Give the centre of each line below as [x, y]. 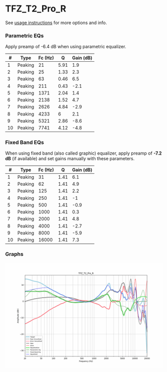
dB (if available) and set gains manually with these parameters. [70, 159]
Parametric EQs [24, 36]
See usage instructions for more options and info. [56, 23]
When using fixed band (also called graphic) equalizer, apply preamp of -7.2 [83, 153]
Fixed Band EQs [24, 142]
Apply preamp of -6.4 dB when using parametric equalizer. [66, 47]
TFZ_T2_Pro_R [36, 9]
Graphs [14, 254]
